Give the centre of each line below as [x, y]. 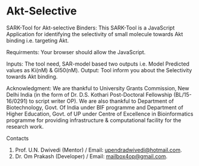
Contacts [17, 138]
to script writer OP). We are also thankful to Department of [102, 101]
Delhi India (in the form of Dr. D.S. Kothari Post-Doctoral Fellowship [89, 94]
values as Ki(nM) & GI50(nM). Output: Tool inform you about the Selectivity [99, 70]
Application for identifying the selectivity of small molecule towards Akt [95, 34]
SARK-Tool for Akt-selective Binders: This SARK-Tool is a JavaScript [90, 28]
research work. [25, 126]
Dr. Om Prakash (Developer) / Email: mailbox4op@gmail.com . [91, 156]
